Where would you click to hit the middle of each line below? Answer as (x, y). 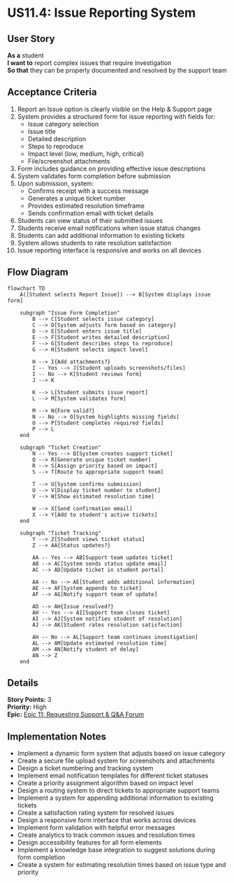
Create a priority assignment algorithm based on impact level (105, 783)
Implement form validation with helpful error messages (96, 828)
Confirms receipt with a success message (88, 191)
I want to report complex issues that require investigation (89, 63)
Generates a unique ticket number (77, 198)
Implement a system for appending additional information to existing (116, 798)
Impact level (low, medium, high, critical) (86, 153)
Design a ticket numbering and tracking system (85, 768)
